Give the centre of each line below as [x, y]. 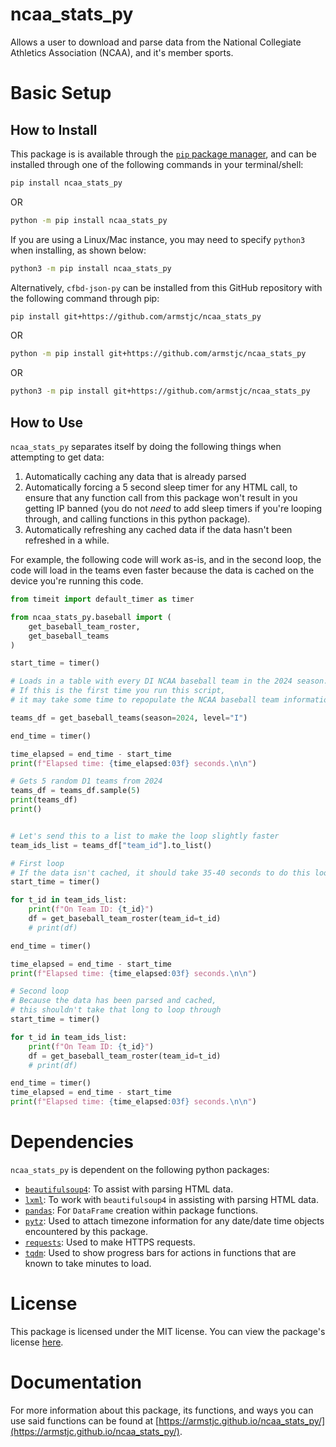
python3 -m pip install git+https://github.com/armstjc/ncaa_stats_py [160, 391]
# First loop [37, 863]
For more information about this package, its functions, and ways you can [162, 1410]
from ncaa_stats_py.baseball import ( [91, 617]
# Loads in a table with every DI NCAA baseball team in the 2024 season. [169, 681]
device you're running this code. [77, 581]
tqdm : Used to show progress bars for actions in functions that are [160, 1252]
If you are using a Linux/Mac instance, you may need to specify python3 [158, 239]
